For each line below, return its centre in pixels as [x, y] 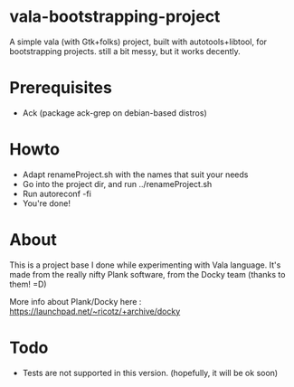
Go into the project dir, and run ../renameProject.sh [117, 184]
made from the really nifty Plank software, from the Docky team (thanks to [147, 274]
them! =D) [28, 284]
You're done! [46, 203]
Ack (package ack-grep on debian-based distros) [114, 113]
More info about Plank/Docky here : [76, 301]
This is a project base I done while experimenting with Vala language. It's [145, 265]
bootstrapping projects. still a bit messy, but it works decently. [125, 51]
